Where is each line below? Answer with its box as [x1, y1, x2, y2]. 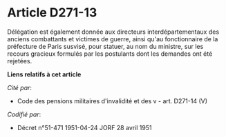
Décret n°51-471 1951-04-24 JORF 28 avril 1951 [17, 123, 152, 131]
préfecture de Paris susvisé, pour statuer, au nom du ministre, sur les [7, 42, 204, 50]
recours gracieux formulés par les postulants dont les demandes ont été [7, 50, 213, 58]
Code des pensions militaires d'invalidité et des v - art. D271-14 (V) [17, 96, 208, 105]
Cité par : [7, 83, 32, 92]
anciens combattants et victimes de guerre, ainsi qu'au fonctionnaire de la [7, 34, 218, 43]
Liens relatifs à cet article [7, 70, 82, 78]
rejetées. [7, 56, 32, 65]
